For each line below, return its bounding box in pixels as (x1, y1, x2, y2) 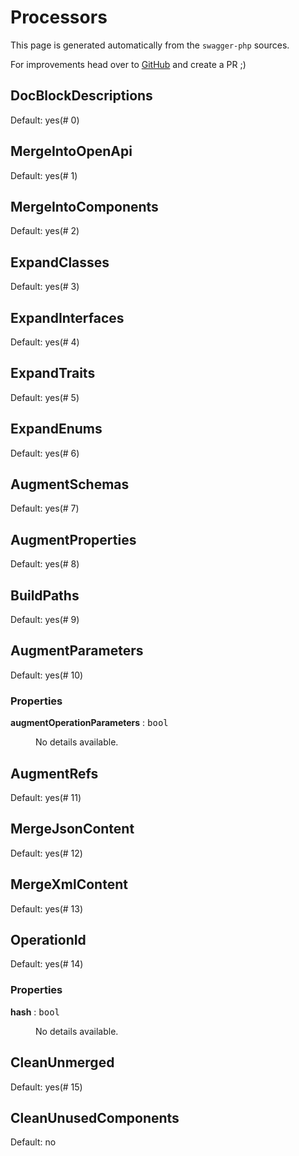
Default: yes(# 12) (10, 847, 83, 859)
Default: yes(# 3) (10, 281, 80, 293)
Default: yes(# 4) (10, 336, 80, 348)
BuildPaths (10, 587, 80, 604)
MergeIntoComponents (10, 198, 159, 215)
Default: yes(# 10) (10, 669, 84, 681)
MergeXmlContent (10, 876, 128, 893)
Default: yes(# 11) (10, 791, 82, 803)
